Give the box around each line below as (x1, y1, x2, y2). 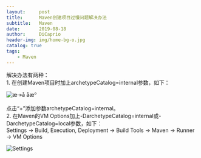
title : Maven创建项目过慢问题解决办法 (6, 15, 107, 21)
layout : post (6, 8, 50, 15)
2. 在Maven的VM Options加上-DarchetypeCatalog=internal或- (6, 112, 162, 119)
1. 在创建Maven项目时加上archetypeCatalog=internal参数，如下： (6, 79, 170, 86)
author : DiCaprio (6, 31, 61, 38)
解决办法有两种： (6, 71, 49, 79)
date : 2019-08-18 (6, 25, 67, 32)
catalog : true (6, 43, 43, 49)
